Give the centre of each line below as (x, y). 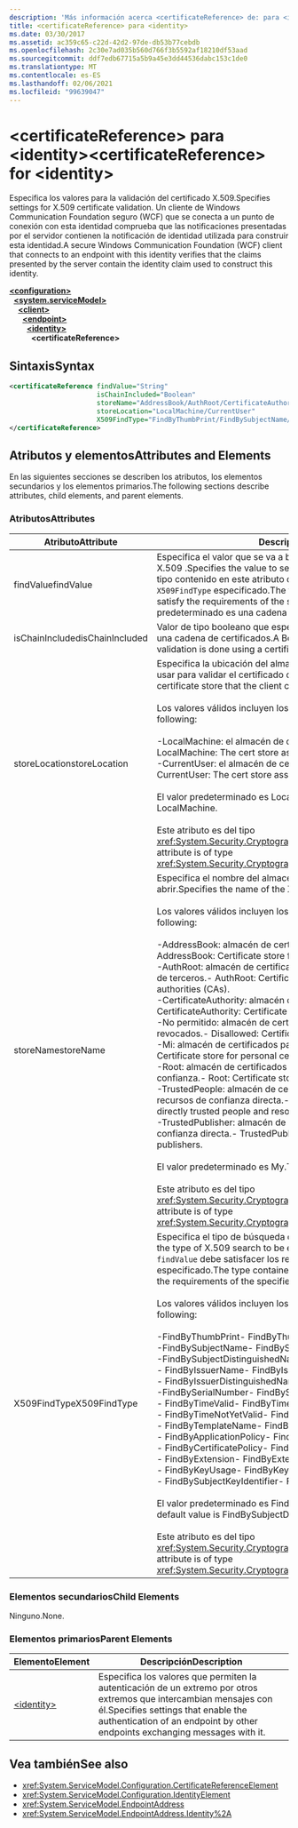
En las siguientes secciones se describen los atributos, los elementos (136, 477)
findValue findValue (53, 585)
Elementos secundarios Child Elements (94, 1596)
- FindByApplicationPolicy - (214, 1436)
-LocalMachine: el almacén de (220, 741)
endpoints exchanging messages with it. (182, 1732)
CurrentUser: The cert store (214, 774)
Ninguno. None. (37, 1616)
